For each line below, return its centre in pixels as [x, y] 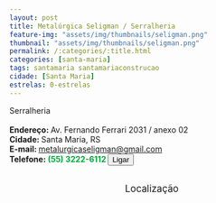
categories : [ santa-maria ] [60, 60]
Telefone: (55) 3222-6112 [58, 159]
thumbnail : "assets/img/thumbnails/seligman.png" [105, 43]
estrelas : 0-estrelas [50, 85]
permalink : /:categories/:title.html [80, 51]
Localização [152, 189]
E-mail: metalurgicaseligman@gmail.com [86, 149]
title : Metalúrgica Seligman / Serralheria [93, 26]
